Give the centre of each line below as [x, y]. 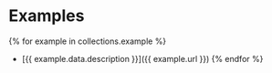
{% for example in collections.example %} [88, 41]
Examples [47, 16]
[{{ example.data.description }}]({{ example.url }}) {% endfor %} [142, 58]
